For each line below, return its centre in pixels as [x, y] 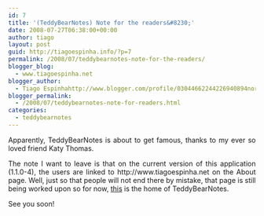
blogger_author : [35, 81]
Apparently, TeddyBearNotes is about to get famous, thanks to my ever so [132, 140]
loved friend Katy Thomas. [51, 148]
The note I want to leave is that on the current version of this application [132, 163]
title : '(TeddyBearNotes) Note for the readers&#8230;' [101, 23]
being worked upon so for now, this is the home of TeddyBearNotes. [119, 189]
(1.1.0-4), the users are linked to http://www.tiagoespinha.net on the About [132, 172]
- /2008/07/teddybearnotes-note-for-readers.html [98, 103]
